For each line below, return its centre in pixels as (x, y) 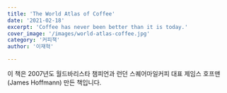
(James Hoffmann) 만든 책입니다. (54, 82)
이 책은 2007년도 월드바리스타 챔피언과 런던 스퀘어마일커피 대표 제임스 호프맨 (114, 74)
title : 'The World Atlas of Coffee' (61, 14)
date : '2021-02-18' (36, 20)
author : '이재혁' (31, 46)
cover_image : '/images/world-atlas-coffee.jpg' (79, 33)
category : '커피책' (34, 40)
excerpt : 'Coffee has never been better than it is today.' (98, 27)
